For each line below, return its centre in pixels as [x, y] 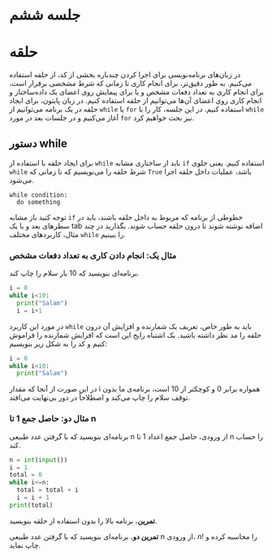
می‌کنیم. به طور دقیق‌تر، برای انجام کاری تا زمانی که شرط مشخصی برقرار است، [131, 84]
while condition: [39, 195]
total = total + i [48, 490]
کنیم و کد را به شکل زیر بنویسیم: [58, 344]
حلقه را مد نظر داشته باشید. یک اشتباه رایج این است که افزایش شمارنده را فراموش [136, 335]
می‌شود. [22, 180]
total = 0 [26, 475]
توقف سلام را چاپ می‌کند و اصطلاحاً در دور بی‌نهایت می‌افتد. [99, 398]
